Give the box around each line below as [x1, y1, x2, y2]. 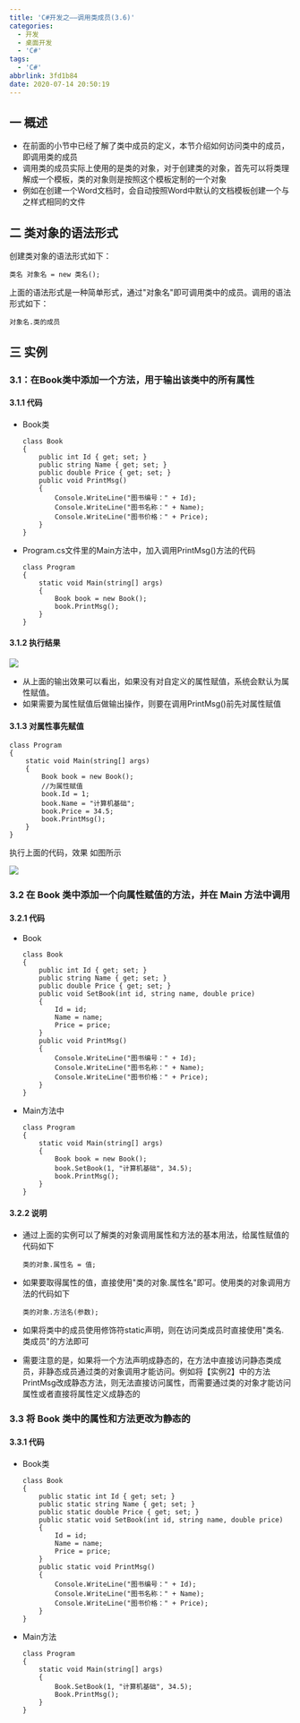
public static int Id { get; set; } [39, 1492, 176, 1501]
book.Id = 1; [41, 790, 90, 799]
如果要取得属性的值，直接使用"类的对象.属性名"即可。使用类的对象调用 [21, 1277, 284, 1288]
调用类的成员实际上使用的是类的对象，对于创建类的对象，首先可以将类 [21, 163, 282, 174]
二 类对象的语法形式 [9, 225, 118, 240]
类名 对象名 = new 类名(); [9, 270, 100, 279]
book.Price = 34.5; [41, 807, 115, 816]
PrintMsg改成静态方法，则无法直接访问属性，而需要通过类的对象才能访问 [21, 1376, 292, 1388]
